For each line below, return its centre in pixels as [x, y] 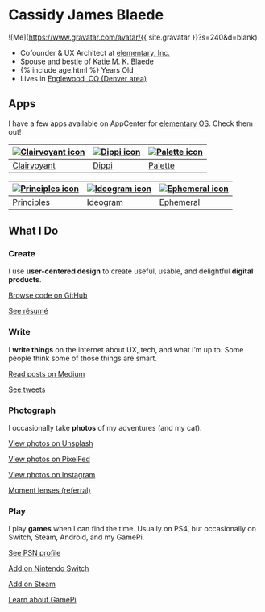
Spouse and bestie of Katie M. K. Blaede [87, 61]
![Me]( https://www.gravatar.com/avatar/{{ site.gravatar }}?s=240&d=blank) [133, 37]
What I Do [33, 231]
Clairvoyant [34, 165]
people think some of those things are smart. [83, 358]
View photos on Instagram [52, 475]
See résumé [28, 311]
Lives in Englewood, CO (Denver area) [83, 78]
